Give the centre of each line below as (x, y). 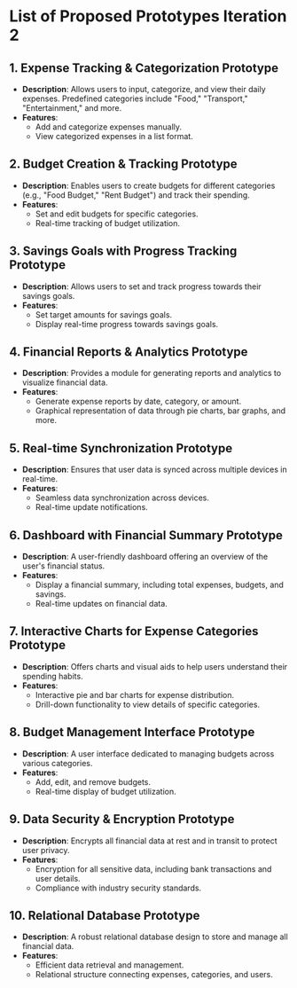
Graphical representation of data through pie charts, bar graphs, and (160, 411)
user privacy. (46, 850)
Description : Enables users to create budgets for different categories (148, 185)
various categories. (57, 763)
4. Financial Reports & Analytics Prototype (129, 352)
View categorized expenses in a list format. (114, 136)
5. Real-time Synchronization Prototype (121, 448)
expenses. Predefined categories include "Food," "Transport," (135, 98)
